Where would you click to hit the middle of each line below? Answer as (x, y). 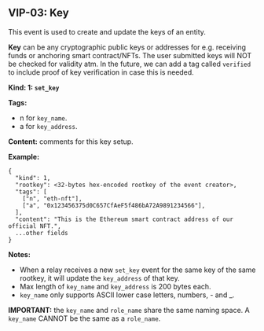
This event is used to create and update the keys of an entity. (107, 31)
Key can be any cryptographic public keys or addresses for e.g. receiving (127, 47)
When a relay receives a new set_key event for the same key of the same (137, 270)
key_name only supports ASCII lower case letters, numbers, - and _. (127, 295)
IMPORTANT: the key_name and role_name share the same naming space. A (129, 310)
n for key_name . (43, 118)
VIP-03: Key (38, 13)
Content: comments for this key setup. (71, 142)
